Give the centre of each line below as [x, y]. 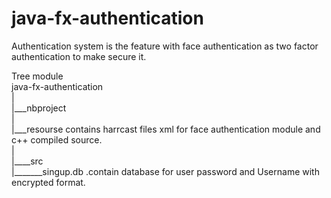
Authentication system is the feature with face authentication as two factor [165, 46]
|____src [27, 161]
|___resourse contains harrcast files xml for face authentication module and [166, 129]
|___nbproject [39, 108]
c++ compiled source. [57, 139]
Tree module [37, 76]
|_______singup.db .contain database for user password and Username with [165, 171]
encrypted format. [48, 182]
